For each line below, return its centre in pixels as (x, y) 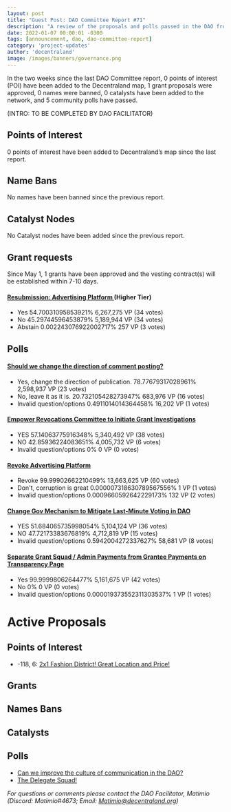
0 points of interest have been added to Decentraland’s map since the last (112, 152)
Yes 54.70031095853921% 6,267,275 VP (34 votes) (90, 313)
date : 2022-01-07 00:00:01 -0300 (55, 33)
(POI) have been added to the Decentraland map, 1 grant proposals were (110, 85)
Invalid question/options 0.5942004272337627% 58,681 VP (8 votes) (115, 541)
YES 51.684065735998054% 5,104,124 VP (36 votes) (92, 526)
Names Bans (35, 709)
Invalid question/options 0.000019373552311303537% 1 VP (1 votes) (114, 594)
